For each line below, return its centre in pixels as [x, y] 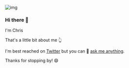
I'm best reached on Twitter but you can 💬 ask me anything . [65, 51]
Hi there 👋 [17, 20]
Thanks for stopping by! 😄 [32, 61]
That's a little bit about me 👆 [34, 40]
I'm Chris [14, 30]
